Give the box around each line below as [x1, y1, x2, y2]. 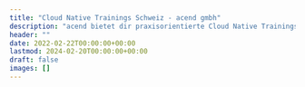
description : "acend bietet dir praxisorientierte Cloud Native [9, 22, 258, 31]
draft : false [9, 55, 59, 64]
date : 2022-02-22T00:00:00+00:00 [9, 38, 136, 48]
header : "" [9, 30, 51, 39]
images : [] [9, 64, 51, 73]
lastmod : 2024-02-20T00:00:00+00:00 [9, 47, 148, 56]
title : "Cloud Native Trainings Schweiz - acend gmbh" [9, 13, 221, 23]
